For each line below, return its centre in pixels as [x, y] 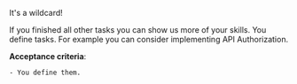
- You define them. [45, 73]
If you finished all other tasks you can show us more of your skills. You [138, 30]
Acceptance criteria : [48, 56]
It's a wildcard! [36, 13]
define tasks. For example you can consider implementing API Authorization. [149, 39]
